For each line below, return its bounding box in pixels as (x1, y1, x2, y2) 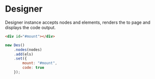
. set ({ (14, 56, 27, 61)
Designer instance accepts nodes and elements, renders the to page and (5, 19, 151, 25)
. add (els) (14, 52, 34, 57)
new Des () (5, 43, 25, 47)
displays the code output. (5, 24, 56, 30)
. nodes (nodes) (14, 47, 42, 52)
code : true (22, 65, 45, 70)
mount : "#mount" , (22, 61, 57, 66)
